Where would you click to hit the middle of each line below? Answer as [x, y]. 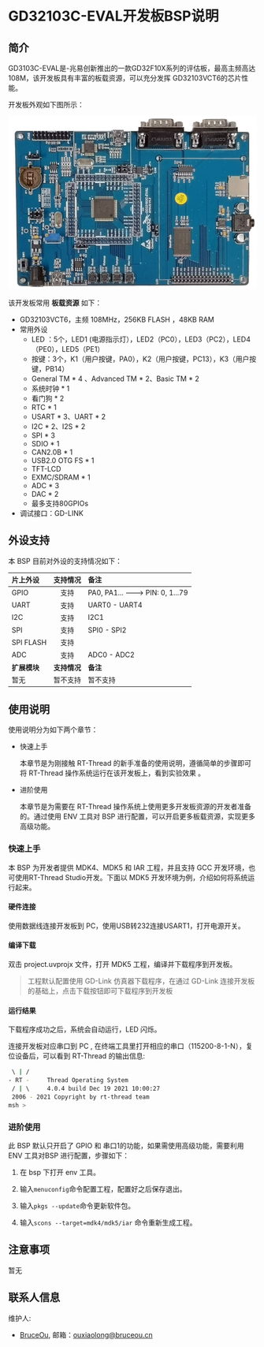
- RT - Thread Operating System [68, 1080]
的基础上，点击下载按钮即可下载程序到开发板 [100, 991]
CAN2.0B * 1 [52, 452]
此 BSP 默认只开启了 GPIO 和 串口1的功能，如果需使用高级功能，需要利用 [126, 1145]
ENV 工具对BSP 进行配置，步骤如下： [69, 1155]
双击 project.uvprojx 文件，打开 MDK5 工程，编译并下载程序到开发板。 [123, 965]
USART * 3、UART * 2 [69, 416]
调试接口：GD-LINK [52, 513]
